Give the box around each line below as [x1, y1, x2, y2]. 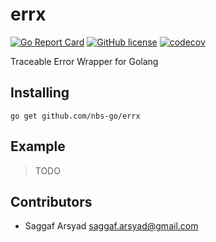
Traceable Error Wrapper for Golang [10, 55, 159, 67]
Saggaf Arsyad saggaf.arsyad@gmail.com [24, 220, 199, 232]
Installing [10, 84, 70, 102]
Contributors [10, 193, 93, 210]
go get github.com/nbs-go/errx [10, 111, 141, 121]
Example [10, 138, 66, 155]
